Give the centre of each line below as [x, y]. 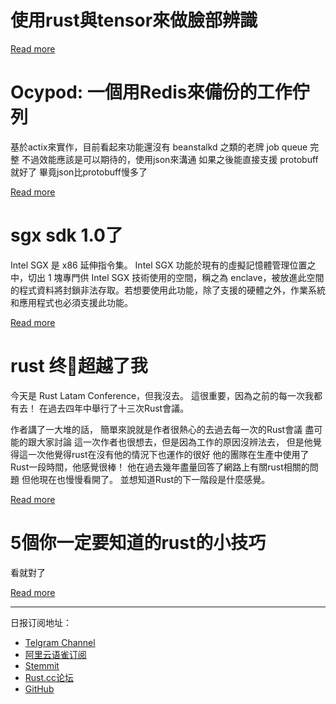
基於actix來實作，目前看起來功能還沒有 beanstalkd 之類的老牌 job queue [159, 147]
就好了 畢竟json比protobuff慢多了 [79, 172]
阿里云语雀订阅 [55, 654]
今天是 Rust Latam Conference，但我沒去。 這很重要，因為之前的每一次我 [162, 395]
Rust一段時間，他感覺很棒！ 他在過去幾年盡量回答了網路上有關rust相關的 [160, 467]
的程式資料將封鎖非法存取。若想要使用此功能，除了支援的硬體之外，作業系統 [168, 290]
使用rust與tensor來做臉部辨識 [134, 20]
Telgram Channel [60, 642]
